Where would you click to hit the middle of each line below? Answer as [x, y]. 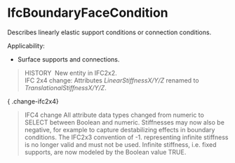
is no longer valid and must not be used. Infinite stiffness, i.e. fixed [120, 144]
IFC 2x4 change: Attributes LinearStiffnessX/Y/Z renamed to [112, 80]
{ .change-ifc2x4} [33, 101]
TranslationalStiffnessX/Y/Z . [65, 87]
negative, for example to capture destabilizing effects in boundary [120, 129]
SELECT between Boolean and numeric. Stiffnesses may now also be [124, 122]
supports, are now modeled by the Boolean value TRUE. [105, 152]
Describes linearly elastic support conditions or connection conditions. [109, 32]
